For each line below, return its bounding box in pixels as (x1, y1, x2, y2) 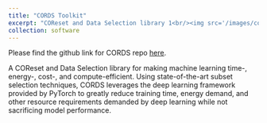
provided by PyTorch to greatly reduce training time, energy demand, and (8, 89, 249, 98)
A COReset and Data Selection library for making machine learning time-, (8, 63, 248, 73)
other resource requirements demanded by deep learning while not (8, 97, 228, 107)
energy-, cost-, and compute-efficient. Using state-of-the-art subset (8, 72, 233, 82)
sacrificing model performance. (8, 106, 111, 115)
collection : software (8, 26, 80, 34)
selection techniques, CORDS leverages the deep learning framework (8, 80, 236, 90)
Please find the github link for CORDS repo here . (8, 48, 167, 58)
